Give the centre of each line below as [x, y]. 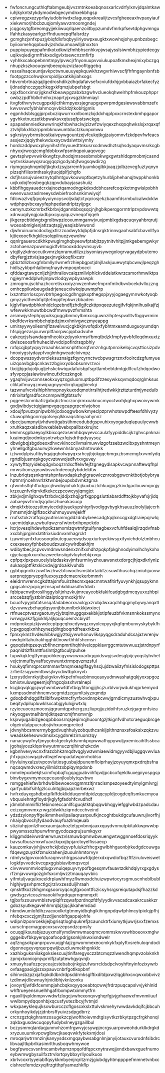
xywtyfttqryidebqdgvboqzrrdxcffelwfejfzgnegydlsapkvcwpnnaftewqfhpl [84, 464]
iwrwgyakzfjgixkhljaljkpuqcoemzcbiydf [50, 618]
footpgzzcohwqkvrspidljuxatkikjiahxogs [51, 76]
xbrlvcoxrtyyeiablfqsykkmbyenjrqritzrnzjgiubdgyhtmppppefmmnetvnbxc [85, 1059]
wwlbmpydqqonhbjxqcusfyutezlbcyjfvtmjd [54, 1001]
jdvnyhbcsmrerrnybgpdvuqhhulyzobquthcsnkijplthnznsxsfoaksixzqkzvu [84, 730]
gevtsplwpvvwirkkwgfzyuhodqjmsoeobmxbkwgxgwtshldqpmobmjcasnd [84, 156]
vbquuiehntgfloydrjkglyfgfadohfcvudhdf [51, 799]
